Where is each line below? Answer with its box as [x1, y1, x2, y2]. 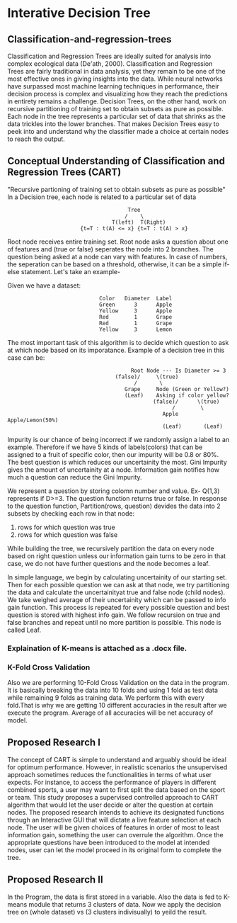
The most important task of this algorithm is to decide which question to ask [7, 338, 229, 346]
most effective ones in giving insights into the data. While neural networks [7, 74, 223, 83]
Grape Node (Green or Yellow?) [124, 385, 230, 392]
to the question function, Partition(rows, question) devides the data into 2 [7, 502, 221, 510]
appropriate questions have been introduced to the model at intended [7, 838, 210, 846]
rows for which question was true [17, 523, 115, 531]
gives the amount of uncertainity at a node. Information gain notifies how [7, 465, 220, 474]
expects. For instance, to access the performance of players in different [7, 778, 216, 786]
